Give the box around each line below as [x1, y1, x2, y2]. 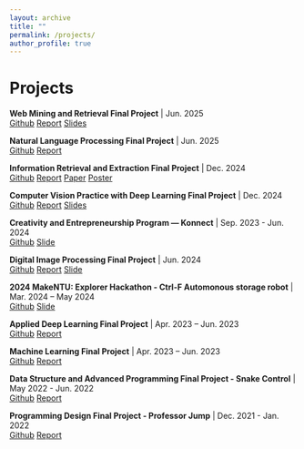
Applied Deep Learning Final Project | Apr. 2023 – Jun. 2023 [9, 319, 239, 330]
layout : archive [9, 13, 71, 23]
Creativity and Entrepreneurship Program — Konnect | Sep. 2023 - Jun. [9, 218, 284, 229]
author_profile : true [9, 38, 92, 48]
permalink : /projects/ [9, 30, 96, 39]
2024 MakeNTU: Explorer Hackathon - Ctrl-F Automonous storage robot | [9, 281, 294, 292]
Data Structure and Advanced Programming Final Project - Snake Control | [9, 373, 296, 384]
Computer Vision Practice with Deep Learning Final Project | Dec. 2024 [9, 190, 283, 201]
